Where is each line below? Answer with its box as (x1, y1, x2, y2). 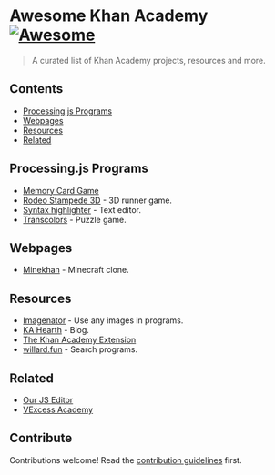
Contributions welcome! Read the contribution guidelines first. (9, 454, 242, 465)
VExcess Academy (22, 404, 94, 415)
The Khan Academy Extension (22, 334, 137, 346)
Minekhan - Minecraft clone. (22, 265, 129, 276)
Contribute (9, 430, 73, 446)
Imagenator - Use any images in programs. (22, 315, 184, 326)
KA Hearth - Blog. (22, 325, 89, 336)
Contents (9, 81, 64, 96)
